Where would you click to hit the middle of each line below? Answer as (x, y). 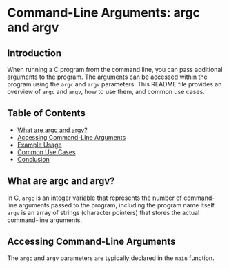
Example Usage (39, 145)
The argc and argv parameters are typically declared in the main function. (111, 258)
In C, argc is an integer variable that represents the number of (95, 198)
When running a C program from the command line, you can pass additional (115, 69)
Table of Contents (47, 113)
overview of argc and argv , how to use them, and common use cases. (106, 92)
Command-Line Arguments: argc (103, 13)
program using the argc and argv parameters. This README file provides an (114, 84)
